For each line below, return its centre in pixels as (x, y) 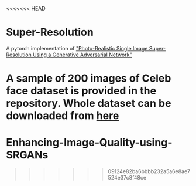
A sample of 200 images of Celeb (89, 78)
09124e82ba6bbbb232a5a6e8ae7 (149, 171)
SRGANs (27, 155)
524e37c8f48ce (127, 178)
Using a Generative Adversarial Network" (82, 55)
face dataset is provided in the (81, 91)
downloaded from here (63, 116)
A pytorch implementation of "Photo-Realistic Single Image (77, 48)
